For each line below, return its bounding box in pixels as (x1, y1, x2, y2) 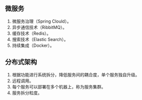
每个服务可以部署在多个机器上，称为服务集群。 (12, 84, 106, 89)
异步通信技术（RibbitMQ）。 (12, 24, 67, 30)
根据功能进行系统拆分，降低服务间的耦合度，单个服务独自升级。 (12, 71, 140, 77)
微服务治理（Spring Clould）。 (12, 18, 72, 24)
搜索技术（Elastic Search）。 (12, 36, 69, 42)
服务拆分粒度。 (12, 90, 42, 96)
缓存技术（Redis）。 (12, 30, 51, 36)
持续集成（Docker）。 (12, 43, 55, 48)
